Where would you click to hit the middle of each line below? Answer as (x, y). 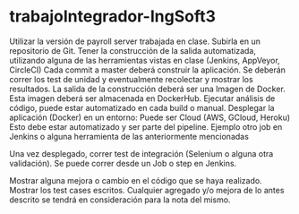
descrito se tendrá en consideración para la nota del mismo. (120, 200)
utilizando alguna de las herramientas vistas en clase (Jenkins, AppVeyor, (145, 60)
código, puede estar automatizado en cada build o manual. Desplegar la (142, 107)
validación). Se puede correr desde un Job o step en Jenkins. (123, 163)
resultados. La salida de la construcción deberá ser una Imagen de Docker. (148, 89)
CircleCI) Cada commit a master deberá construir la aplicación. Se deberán (148, 70)
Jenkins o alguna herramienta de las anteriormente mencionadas (129, 136)
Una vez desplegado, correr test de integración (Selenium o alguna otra (141, 153)
